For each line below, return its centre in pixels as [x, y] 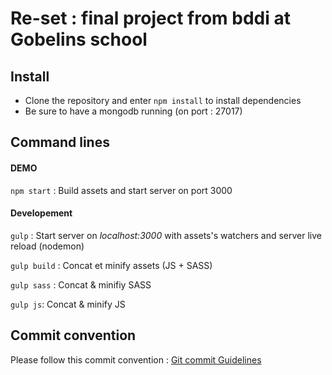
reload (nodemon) [47, 246]
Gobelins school [79, 39]
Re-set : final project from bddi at [150, 18]
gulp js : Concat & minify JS [68, 304]
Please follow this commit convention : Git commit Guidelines [136, 359]
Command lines [60, 142]
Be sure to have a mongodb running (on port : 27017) [133, 111]
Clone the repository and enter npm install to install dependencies [163, 100]
